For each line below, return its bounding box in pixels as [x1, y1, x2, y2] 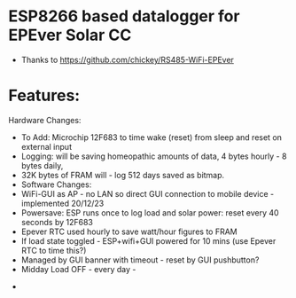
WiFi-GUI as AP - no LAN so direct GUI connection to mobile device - [20, 188, 275, 199]
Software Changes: [20, 179, 92, 190]
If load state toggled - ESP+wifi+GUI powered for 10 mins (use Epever [20, 235, 277, 246]
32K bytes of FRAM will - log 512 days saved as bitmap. [20, 169, 225, 180]
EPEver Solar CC [8, 25, 132, 45]
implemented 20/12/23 [20, 198, 105, 208]
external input [20, 141, 73, 152]
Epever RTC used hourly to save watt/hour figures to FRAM [20, 226, 238, 237]
